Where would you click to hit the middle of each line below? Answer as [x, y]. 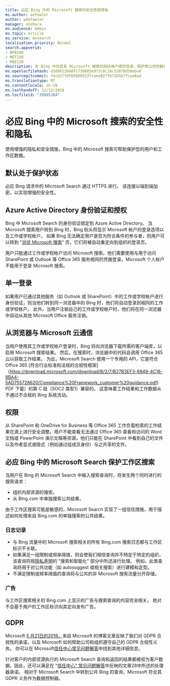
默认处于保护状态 [32, 173]
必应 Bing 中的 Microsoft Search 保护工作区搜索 [80, 462]
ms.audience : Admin [26, 29]
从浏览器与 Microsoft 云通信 [49, 333]
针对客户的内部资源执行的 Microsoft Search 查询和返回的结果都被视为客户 [82, 659]
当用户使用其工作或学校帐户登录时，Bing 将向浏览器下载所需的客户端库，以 [84, 346]
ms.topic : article [25, 33]
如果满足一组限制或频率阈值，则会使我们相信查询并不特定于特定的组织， [88, 555]
